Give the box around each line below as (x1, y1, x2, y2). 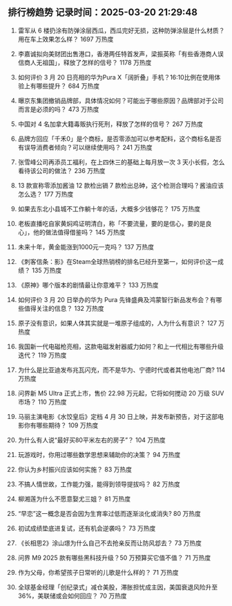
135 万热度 (31, 266, 62, 274)
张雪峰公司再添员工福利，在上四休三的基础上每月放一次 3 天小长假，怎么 (17, 158, 225, 166)
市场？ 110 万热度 (17, 398, 67, 406)
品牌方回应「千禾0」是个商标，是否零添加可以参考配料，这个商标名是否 (17, 134, 222, 143)
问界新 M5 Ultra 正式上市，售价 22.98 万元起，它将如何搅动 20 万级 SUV (17, 389, 224, 397)
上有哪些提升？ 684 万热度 (23, 82, 100, 90)
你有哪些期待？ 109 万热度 (23, 421, 99, 429)
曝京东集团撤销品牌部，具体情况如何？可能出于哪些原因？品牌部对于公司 (17, 96, 224, 105)
